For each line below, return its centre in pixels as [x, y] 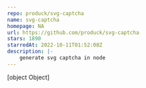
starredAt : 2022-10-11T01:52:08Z [55, 45]
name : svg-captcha [33, 20]
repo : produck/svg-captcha [46, 13]
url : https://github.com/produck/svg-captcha [73, 32]
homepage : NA [26, 26]
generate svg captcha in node [63, 58]
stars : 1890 [24, 39]
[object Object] [28, 77]
